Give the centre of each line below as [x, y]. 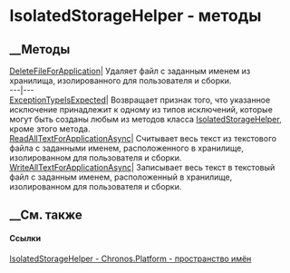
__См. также [46, 215]
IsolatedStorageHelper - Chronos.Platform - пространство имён [130, 258]
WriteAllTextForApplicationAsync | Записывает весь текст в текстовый [142, 167]
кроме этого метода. [50, 129]
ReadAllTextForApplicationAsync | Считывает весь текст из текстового [143, 138]
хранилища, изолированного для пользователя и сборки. [121, 81]
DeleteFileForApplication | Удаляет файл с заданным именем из [130, 71]
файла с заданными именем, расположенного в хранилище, [127, 148]
